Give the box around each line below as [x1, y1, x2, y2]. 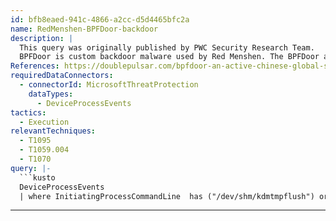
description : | [10, 33, 74, 43]
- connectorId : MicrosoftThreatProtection [19, 80, 199, 90]
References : [10, 61, 60, 71]
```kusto [19, 172, 56, 183]
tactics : [10, 107, 47, 118]
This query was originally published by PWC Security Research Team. [19, 42, 315, 53]
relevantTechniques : [10, 126, 97, 136]
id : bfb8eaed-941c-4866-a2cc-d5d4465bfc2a [10, 14, 190, 25]
